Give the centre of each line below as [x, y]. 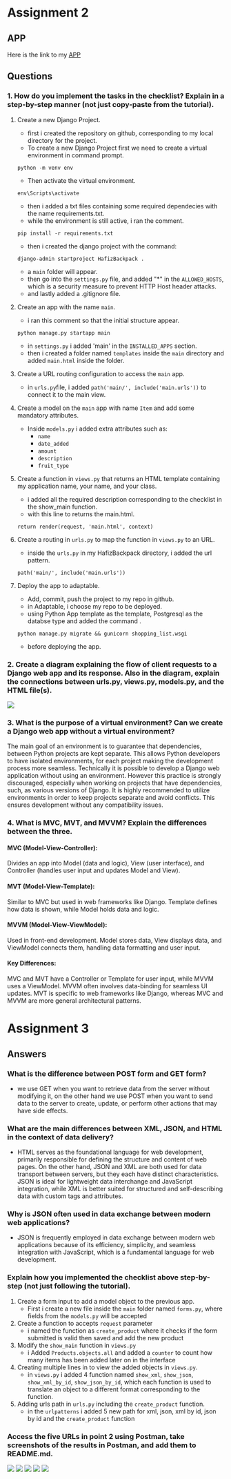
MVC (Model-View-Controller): [52, 848]
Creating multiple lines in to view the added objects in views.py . [107, 1367]
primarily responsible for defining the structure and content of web [112, 1159]
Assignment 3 [48, 1029]
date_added [53, 444]
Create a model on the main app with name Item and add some [106, 408]
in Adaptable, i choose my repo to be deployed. [94, 606]
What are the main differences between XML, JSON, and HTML [115, 1128]
